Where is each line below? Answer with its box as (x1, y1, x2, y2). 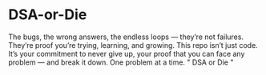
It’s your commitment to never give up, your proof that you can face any (8, 49, 245, 58)
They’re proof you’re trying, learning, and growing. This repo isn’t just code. (8, 40, 258, 49)
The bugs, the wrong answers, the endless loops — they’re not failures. (8, 32, 244, 41)
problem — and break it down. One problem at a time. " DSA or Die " (8, 57, 234, 67)
